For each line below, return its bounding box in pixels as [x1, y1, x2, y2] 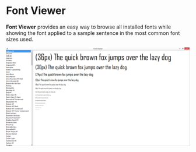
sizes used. [6, 36, 34, 43]
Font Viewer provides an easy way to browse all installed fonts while [6, 23, 171, 30]
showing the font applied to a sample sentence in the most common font [6, 29, 180, 36]
